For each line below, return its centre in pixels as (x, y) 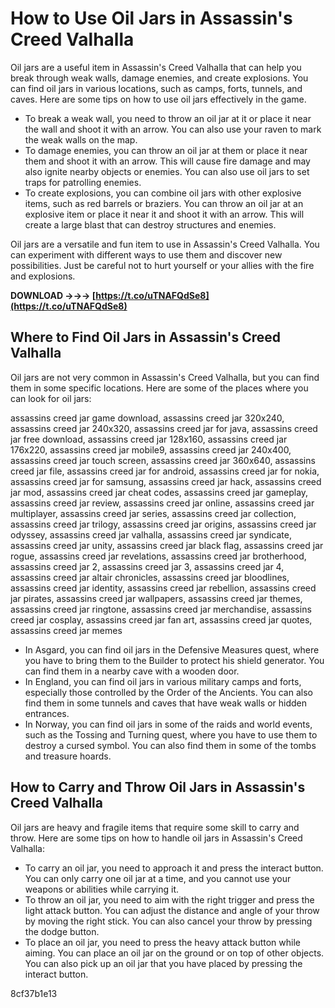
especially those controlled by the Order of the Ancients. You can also (168, 692)
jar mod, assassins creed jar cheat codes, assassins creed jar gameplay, (159, 492)
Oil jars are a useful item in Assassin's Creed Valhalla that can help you (156, 67)
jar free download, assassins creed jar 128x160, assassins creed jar (149, 439)
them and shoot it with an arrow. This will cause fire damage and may (167, 161)
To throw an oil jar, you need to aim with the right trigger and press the (169, 899)
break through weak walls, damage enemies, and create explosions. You (159, 78)
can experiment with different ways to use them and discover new (146, 254)
